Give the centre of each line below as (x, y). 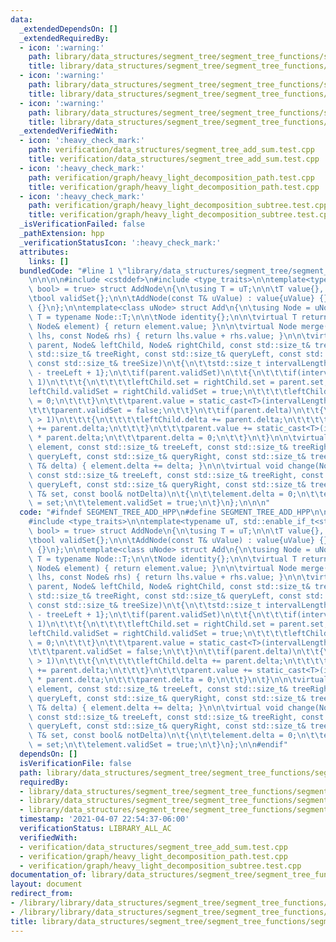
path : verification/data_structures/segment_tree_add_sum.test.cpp (171, 150)
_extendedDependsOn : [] (68, 29)
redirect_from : (42, 894)
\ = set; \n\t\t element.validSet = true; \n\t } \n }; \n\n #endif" (158, 745)
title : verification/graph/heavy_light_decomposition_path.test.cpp (174, 187)
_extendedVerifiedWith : (68, 131)
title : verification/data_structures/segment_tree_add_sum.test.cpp (174, 159)
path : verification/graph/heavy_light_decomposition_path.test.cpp (171, 177)
